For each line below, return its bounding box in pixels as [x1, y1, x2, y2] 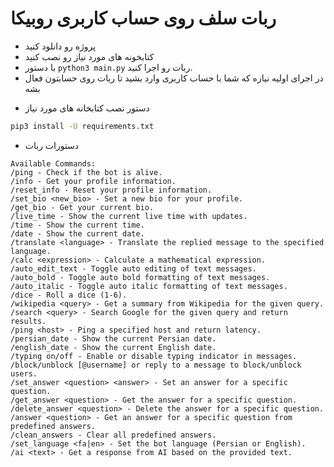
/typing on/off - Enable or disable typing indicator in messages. [10, 351, 298, 361]
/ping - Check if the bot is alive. [10, 167, 163, 177]
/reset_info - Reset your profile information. [10, 185, 213, 195]
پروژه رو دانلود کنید [24, 40, 97, 52]
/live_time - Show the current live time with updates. [10, 211, 248, 221]
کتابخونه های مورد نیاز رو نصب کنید [24, 50, 155, 62]
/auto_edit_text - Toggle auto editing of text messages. [10, 263, 257, 274]
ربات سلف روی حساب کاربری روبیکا [10, 7, 277, 30]
